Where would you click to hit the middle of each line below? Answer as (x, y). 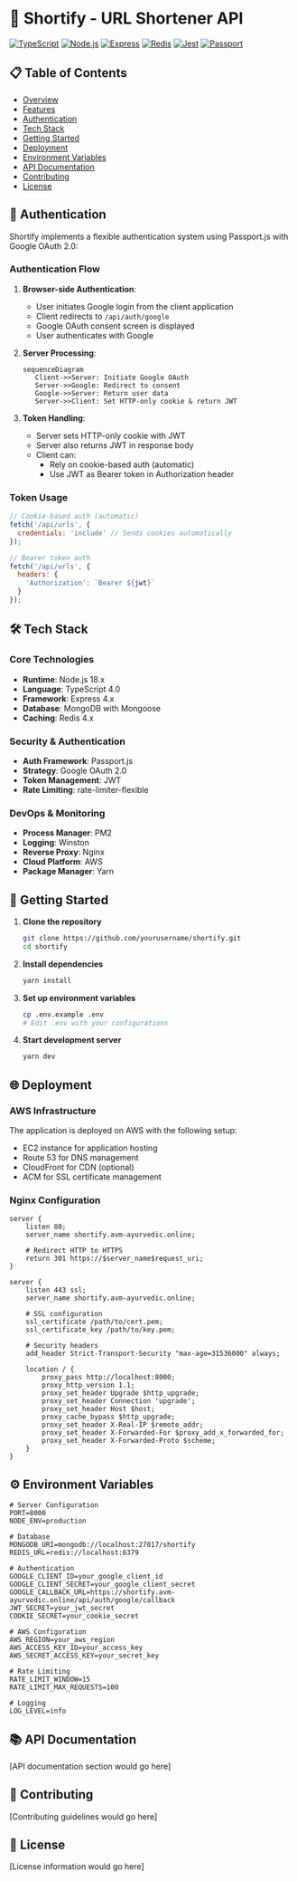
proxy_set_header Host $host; (98, 1409)
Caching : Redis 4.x (58, 718)
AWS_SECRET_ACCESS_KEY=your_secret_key (84, 1656)
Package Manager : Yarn (68, 872)
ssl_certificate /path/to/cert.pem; (95, 1322)
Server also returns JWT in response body (115, 445)
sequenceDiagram (53, 369)
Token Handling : (54, 418)
